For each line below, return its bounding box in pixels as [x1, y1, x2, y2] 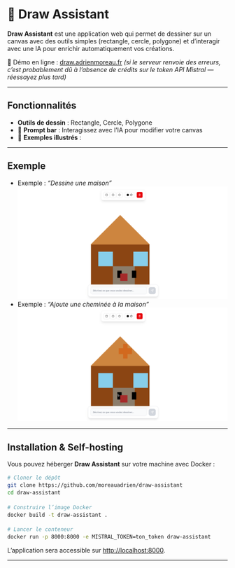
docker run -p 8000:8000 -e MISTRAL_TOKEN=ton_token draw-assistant [7, 534, 211, 541]
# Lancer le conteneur [7, 526, 73, 533]
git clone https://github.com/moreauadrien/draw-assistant [7, 482, 183, 489]
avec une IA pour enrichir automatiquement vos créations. [7, 44, 175, 53]
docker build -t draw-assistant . [7, 511, 108, 518]
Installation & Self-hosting [7, 441, 124, 453]
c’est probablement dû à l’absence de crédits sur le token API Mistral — [7, 65, 214, 74]
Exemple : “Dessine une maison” [17, 179, 112, 187]
